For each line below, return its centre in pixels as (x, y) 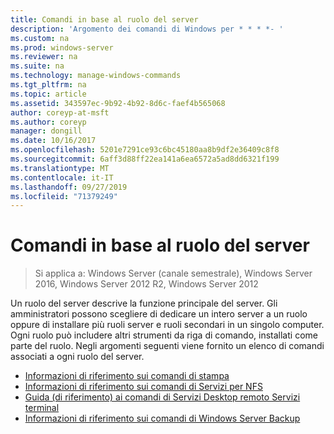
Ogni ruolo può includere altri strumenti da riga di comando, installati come (164, 335)
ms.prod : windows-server (62, 47)
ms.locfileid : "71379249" (64, 196)
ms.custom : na (40, 38)
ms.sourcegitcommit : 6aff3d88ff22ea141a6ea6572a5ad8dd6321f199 (145, 159)
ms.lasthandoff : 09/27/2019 (69, 187)
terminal (42, 408)
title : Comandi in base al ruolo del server (104, 19)
